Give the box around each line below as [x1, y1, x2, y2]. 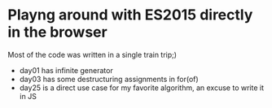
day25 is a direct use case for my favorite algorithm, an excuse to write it [19, 83, 264, 93]
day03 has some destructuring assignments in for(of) [19, 74, 199, 84]
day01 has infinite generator [19, 65, 113, 75]
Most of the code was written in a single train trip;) [7, 50, 177, 59]
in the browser [7, 23, 107, 41]
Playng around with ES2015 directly [7, 6, 253, 24]
